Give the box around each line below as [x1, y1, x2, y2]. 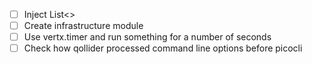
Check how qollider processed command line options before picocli [23, 42, 303, 54]
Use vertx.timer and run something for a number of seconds [23, 31, 272, 43]
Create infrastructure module [23, 20, 144, 32]
